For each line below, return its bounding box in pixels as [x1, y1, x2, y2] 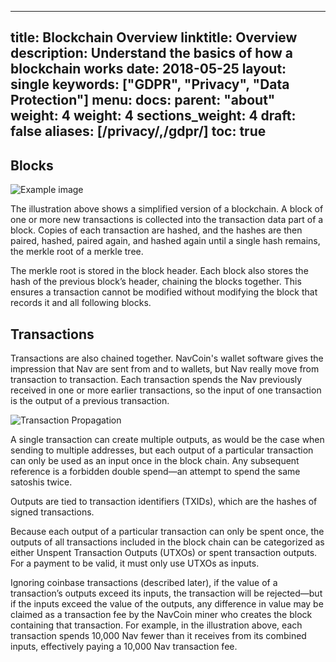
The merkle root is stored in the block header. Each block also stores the [10, 265, 309, 277]
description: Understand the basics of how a [10, 45, 293, 62]
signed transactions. [10, 506, 95, 518]
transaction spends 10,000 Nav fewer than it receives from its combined [10, 630, 307, 642]
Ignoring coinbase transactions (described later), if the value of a [10, 577, 278, 589]
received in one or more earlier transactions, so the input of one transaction [10, 384, 322, 396]
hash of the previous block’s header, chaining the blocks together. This [10, 276, 302, 288]
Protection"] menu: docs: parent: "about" [10, 92, 276, 109]
